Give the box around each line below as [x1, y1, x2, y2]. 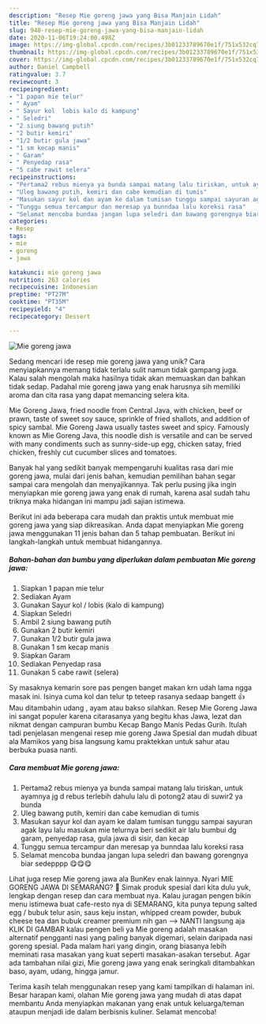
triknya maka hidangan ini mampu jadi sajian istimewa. [9, 496, 186, 506]
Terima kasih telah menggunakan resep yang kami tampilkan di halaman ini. [9, 981, 255, 991]
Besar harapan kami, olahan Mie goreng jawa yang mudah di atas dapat [9, 990, 242, 999]
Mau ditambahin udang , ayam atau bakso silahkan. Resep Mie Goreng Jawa [9, 703, 257, 712]
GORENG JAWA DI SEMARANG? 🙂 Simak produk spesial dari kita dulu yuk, [9, 882, 251, 892]
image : [9, 41, 31, 49]
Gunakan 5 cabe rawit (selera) [20, 667, 119, 677]
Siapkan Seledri [20, 608, 72, 618]
